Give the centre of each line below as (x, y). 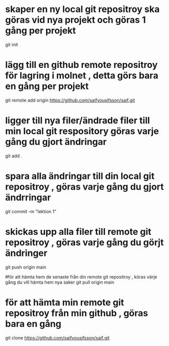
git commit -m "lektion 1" (31, 211)
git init (12, 44)
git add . (14, 156)
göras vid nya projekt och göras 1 (75, 20)
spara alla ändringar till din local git (80, 176)
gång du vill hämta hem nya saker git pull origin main (60, 282)
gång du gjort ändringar (56, 142)
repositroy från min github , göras (77, 313)
